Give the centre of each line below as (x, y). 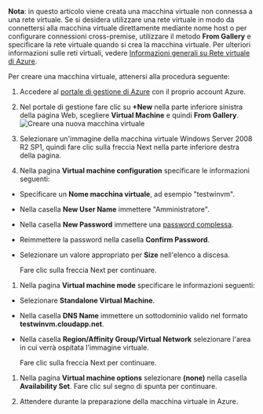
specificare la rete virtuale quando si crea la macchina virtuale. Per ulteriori (130, 45)
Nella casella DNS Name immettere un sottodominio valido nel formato (133, 316)
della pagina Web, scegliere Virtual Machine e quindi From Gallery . (129, 115)
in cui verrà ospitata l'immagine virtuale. (84, 347)
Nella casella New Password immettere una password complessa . (126, 224)
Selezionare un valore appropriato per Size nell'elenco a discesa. (124, 255)
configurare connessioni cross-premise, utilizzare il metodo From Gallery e (130, 36)
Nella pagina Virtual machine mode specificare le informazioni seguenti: (137, 285)
